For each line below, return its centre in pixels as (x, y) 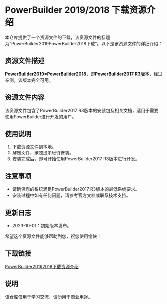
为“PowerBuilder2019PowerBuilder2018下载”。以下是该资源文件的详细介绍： (84, 43)
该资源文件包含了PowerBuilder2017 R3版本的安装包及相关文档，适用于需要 (82, 110)
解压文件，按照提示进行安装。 (43, 153)
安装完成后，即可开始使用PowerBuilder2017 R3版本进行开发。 (76, 159)
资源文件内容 (25, 97)
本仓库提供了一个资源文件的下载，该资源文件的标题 (58, 37)
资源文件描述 (25, 61)
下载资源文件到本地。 (34, 147)
